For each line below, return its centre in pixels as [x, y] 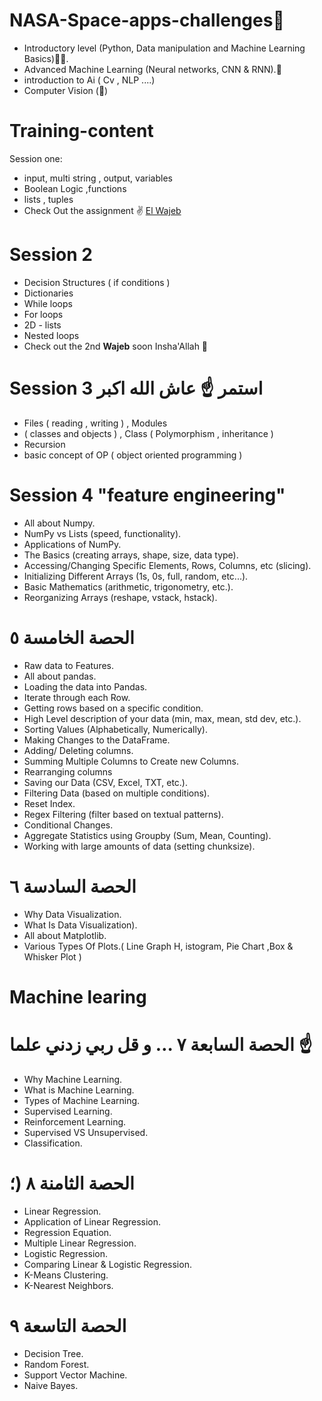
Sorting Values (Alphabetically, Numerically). [115, 729]
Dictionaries [48, 293]
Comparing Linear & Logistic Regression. [107, 1264]
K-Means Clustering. [66, 1275]
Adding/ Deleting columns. [78, 750]
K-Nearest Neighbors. [68, 1285]
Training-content [81, 131]
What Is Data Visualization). [80, 925]
